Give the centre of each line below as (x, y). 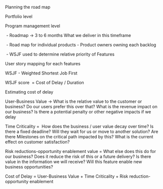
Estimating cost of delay (29, 92)
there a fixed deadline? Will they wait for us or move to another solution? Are (82, 132)
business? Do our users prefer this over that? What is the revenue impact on (81, 106)
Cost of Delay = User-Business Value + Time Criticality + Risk (67, 176)
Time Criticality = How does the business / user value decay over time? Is (80, 126)
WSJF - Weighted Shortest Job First (41, 73)
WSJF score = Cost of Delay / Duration (45, 83)
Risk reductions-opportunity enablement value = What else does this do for (81, 151)
